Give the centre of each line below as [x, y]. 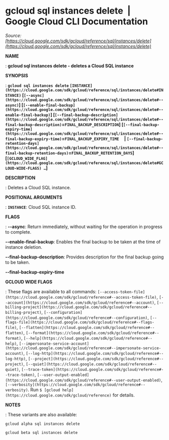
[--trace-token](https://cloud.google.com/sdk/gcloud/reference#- [92, 369]
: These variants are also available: [41, 414]
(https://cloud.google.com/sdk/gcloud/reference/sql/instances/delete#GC [84, 163]
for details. [124, 395]
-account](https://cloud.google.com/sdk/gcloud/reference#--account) [80, 303]
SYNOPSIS [17, 75]
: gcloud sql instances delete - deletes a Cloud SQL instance [70, 66]
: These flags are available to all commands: [51, 291]
